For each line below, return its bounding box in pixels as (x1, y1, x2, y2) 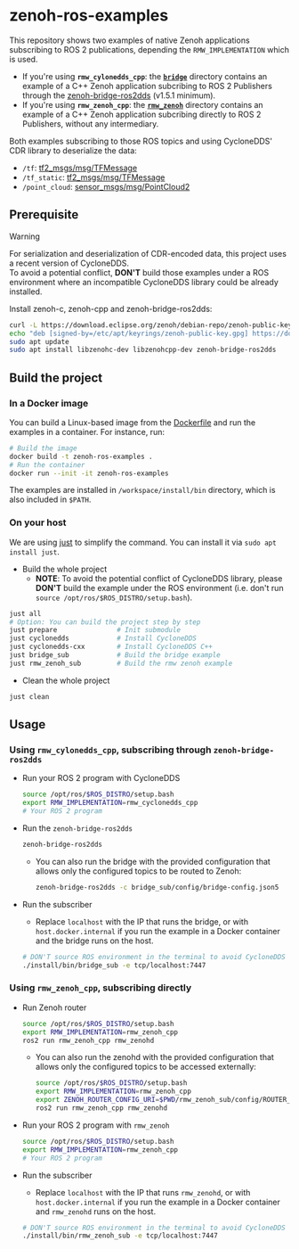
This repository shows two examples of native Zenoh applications (9, 35, 251, 45)
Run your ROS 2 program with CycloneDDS (21, 773, 181, 784)
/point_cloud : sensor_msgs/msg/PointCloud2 (21, 181, 190, 192)
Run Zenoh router (21, 1002, 87, 1013)
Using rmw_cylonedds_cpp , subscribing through (9, 744, 212, 756)
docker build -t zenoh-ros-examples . (9, 452, 153, 461)
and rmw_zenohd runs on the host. (35, 1205, 157, 1217)
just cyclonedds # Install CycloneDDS (9, 634, 198, 643)
